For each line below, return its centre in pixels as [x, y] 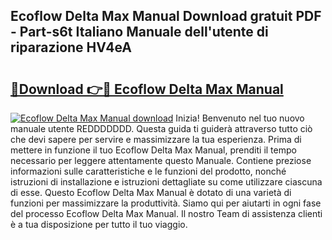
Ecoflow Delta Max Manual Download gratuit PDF [166, 16]
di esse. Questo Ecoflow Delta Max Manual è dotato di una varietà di [151, 192]
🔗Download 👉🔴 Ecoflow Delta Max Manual [147, 89]
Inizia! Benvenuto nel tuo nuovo [240, 118]
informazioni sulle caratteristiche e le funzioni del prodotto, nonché [148, 171]
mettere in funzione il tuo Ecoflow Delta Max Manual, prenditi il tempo [153, 150]
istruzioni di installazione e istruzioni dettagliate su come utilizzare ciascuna [166, 182]
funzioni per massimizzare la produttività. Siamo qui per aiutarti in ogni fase [166, 203]
